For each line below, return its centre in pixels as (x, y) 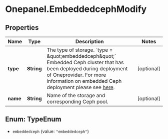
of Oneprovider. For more (76, 75)
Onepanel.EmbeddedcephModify (76, 9)
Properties (22, 28)
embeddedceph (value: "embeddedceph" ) (50, 131)
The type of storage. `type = (80, 50)
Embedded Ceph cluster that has (85, 62)
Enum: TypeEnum (33, 119)
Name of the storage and (76, 95)
